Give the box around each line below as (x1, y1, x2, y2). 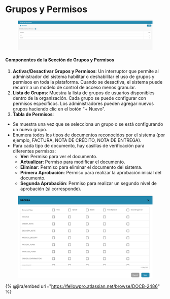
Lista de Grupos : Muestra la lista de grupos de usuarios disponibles (12, 90, 155, 96)
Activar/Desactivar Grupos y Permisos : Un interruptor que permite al (12, 68, 159, 74)
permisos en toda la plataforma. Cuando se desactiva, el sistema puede (12, 79, 163, 85)
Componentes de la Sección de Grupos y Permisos (5, 57, 115, 63)
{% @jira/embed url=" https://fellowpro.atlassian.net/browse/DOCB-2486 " (5, 283, 160, 289)
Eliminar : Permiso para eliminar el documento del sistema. (20, 164, 143, 170)
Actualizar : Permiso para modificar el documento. (20, 159, 125, 165)
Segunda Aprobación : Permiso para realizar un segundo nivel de (20, 180, 157, 186)
